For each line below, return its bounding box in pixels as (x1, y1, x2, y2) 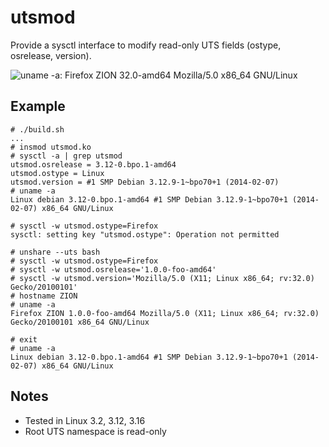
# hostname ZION (10, 291, 78, 301)
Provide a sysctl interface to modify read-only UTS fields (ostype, (10, 39, 282, 51)
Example (10, 98, 66, 115)
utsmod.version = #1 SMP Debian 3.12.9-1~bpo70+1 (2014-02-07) (10, 177, 280, 187)
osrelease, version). (10, 49, 92, 61)
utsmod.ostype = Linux (10, 168, 105, 178)
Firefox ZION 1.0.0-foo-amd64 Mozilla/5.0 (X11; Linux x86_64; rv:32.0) (10, 308, 320, 318)
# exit (10, 334, 38, 345)
